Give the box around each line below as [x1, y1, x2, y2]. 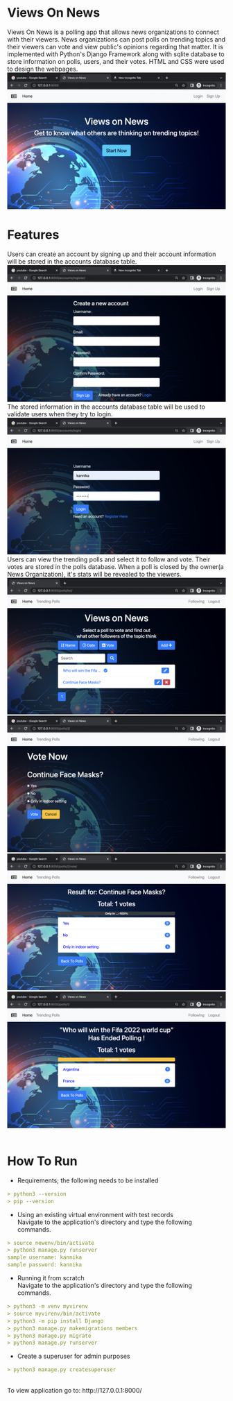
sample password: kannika [7, 1262, 82, 1268]
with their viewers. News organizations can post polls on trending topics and [7, 35, 226, 43]
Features [7, 227, 60, 243]
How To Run [7, 1153, 78, 1169]
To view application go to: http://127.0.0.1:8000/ [7, 1386, 142, 1395]
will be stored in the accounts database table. [7, 257, 137, 265]
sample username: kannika [7, 1254, 82, 1261]
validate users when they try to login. [7, 409, 113, 418]
